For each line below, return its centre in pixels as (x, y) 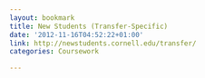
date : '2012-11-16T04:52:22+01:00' (77, 34)
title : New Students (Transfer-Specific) (89, 26)
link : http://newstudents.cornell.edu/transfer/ (103, 43)
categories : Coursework (54, 52)
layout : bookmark (42, 18)
